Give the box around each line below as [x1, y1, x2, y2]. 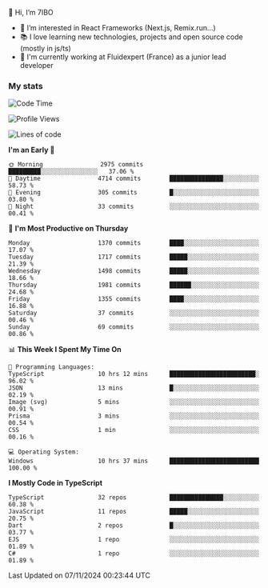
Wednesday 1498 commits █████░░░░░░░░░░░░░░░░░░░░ [8, 267, 260, 275]
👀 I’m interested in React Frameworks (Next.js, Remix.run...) [19, 23, 216, 32]
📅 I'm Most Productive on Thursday [8, 224, 129, 234]
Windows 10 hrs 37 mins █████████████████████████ [8, 457, 260, 466]
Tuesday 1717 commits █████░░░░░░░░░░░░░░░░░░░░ [8, 253, 260, 262]
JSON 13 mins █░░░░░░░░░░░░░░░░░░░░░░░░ [8, 384, 260, 392]
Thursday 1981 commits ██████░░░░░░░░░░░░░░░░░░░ [8, 281, 260, 290]
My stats [8, 80, 43, 91]
